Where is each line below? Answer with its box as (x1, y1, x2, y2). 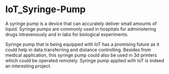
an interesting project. (5, 63, 52, 69)
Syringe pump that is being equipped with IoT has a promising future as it (5, 41, 160, 47)
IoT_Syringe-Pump (5, 4, 86, 15)
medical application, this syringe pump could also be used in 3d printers (5, 52, 157, 58)
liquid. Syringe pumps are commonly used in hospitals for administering (5, 26, 157, 32)
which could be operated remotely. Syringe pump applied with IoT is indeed (5, 57, 164, 63)
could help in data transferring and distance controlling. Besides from (5, 46, 152, 53)
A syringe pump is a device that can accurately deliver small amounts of (5, 20, 157, 27)
